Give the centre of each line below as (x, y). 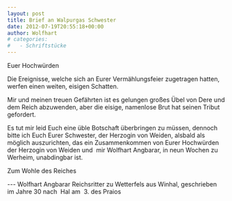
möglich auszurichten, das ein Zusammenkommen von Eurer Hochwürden (113, 142)
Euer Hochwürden (33, 65)
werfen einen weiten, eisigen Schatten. (63, 86)
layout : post (26, 14)
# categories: (28, 40)
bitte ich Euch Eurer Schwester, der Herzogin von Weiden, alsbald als (106, 135)
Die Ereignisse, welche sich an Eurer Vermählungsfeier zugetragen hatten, (114, 79)
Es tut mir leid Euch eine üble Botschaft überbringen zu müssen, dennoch (113, 128)
